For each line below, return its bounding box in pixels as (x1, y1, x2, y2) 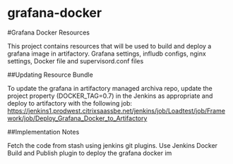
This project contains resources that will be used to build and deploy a (7, 42, 212, 50)
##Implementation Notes (7, 127, 80, 136)
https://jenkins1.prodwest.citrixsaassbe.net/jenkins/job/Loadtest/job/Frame (7, 106, 226, 115)
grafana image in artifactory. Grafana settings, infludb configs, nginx (7, 49, 206, 58)
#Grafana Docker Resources (7, 28, 90, 37)
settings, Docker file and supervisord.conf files (7, 56, 144, 65)
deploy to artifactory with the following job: (7, 99, 133, 107)
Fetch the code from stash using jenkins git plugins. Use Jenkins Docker (7, 141, 217, 149)
